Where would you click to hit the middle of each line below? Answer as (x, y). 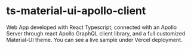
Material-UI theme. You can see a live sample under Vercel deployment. (95, 40)
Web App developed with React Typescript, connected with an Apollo (92, 27)
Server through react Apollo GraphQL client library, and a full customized (96, 33)
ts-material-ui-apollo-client (76, 11)
